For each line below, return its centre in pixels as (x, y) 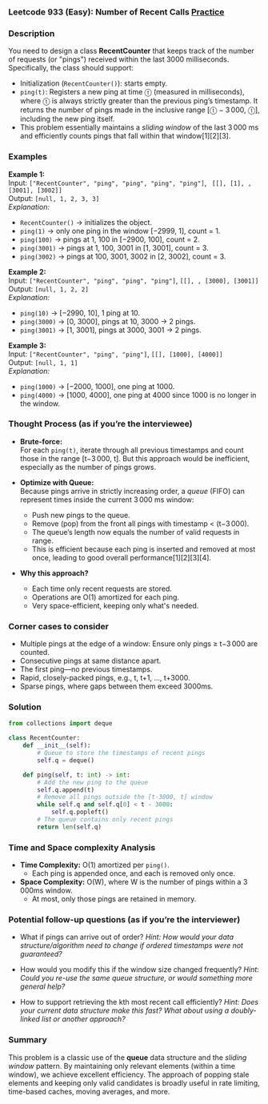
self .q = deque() (66, 760)
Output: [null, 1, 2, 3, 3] (54, 198)
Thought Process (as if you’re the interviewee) (101, 424)
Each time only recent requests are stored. (102, 588)
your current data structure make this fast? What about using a (124, 1010)
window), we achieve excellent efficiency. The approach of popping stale (129, 1074)
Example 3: (27, 345)
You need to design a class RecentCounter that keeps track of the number (131, 51)
